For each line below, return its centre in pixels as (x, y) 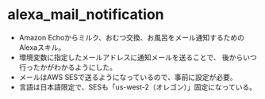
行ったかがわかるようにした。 (67, 67)
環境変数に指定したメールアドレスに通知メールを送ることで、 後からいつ (138, 57)
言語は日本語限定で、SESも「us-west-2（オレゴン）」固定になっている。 (138, 87)
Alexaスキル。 (42, 47)
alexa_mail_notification (86, 15)
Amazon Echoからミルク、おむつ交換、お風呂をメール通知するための (132, 37)
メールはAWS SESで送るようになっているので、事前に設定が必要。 (128, 77)
